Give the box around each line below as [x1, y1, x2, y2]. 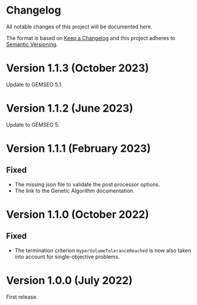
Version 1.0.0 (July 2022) [6, 274, 133, 287]
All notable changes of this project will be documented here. [6, 23, 153, 30]
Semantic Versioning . [6, 41, 58, 48]
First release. [6, 293, 38, 300]
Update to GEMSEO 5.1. [6, 81, 63, 88]
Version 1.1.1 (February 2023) [6, 142, 151, 155]
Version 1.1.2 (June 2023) [6, 101, 134, 115]
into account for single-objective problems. [14, 253, 120, 260]
